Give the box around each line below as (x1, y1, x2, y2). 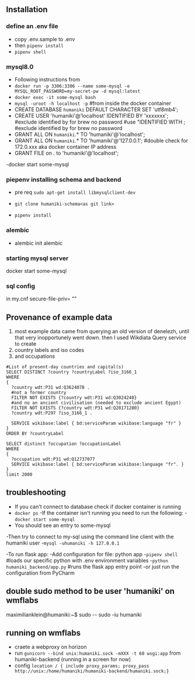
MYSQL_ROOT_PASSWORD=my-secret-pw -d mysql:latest (14, 88, 141, 94)
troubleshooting (6, 487, 66, 497)
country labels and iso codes (14, 346, 85, 353)
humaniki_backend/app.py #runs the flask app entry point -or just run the (6, 563, 179, 570)
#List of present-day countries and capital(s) (6, 364, 124, 370)
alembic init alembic (14, 240, 63, 247)
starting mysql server (6, 254, 69, 262)
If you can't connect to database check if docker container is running (14, 503, 181, 510)
